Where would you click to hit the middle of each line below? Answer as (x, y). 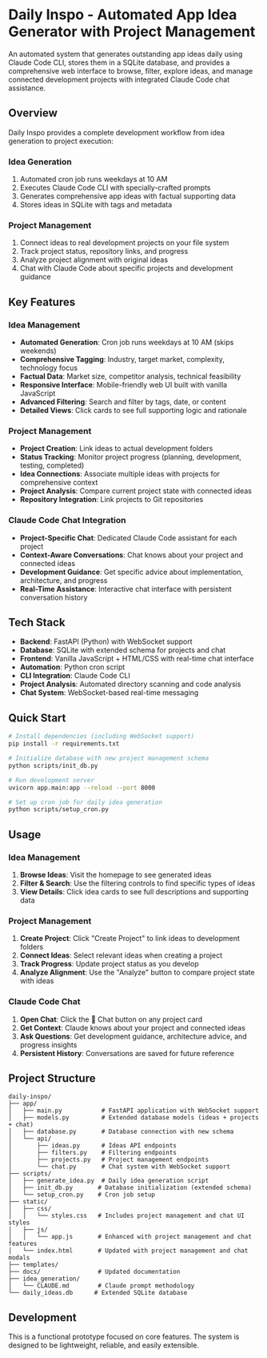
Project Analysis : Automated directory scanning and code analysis (130, 684)
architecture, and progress (64, 580)
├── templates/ (34, 1265)
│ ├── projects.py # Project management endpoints (109, 1160)
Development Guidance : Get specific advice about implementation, (132, 572)
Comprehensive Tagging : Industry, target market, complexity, (122, 360)
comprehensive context (59, 483)
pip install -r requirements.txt (64, 744)
